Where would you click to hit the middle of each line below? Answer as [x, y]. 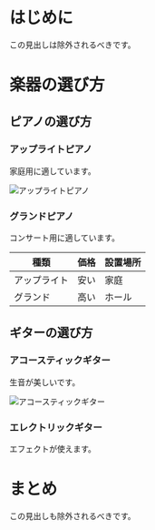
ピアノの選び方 [51, 122]
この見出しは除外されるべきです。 [73, 45]
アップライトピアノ [51, 149]
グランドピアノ [42, 216]
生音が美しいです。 [45, 382]
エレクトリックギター [56, 427]
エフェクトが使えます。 [53, 449]
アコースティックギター [60, 361]
